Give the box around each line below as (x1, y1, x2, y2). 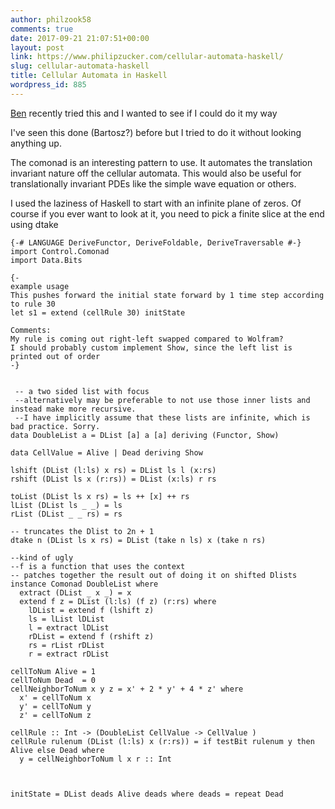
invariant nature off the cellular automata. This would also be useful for (10, 167, 302, 179)
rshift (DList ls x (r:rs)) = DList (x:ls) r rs (10, 474, 217, 484)
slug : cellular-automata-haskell (10, 61, 150, 71)
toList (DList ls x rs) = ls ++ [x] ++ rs (10, 491, 190, 501)
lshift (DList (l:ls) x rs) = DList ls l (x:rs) (10, 465, 217, 475)
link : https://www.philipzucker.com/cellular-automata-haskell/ (10, 52, 284, 62)
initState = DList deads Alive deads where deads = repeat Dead (10, 789, 284, 799)
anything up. (10, 137, 62, 149)
